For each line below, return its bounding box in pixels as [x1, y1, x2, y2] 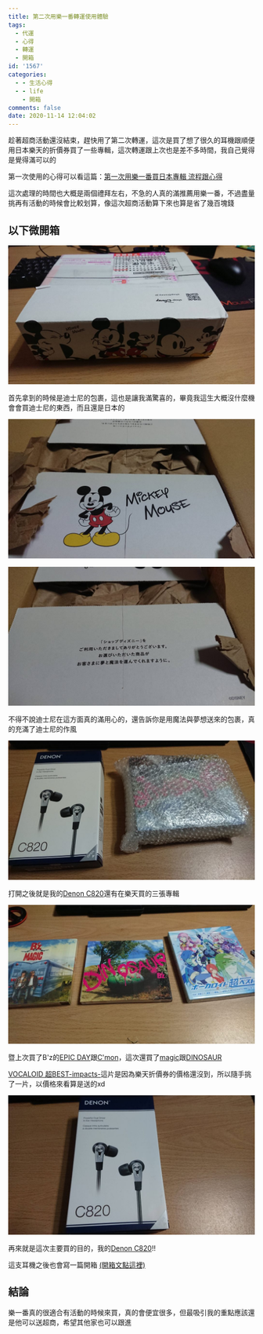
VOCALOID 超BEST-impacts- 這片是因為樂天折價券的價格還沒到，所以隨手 [8, 1069, 245, 1079]
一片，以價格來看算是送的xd [14, 1080, 106, 1089]
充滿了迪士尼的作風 [14, 725, 77, 734]
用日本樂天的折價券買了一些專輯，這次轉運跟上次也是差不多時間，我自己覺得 [8, 145, 255, 155]
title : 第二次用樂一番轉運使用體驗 [8, 13, 109, 20]
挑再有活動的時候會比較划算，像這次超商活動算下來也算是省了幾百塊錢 [8, 199, 235, 208]
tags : [8, 20, 26, 29]
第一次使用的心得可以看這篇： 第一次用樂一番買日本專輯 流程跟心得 [8, 172, 223, 181]
